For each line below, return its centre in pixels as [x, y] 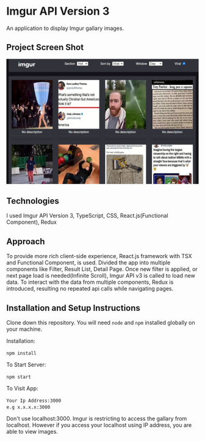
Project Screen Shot [45, 47]
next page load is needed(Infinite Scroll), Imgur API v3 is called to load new [101, 276]
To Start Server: [26, 365]
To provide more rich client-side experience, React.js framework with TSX [99, 256]
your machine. [24, 329]
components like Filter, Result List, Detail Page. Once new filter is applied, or [102, 269]
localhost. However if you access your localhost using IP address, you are [99, 425]
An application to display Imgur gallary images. [65, 28]
